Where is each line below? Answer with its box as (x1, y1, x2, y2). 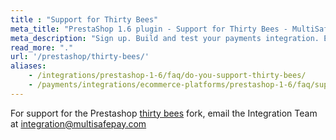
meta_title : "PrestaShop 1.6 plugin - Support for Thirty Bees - (10, 24, 288, 34)
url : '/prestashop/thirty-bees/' (10, 52, 150, 62)
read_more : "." (10, 42, 74, 53)
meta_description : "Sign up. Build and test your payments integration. (10, 33, 320, 43)
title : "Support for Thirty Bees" (10, 14, 159, 25)
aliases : (10, 61, 47, 71)
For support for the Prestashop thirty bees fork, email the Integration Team (10, 107, 318, 119)
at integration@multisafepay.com (10, 117, 147, 130)
